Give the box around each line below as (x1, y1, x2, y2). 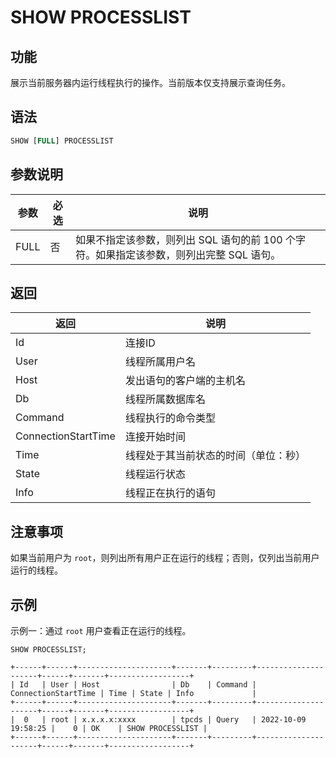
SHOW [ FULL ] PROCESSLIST (10, 136, 114, 146)
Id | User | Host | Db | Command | (19, 679, 257, 690)
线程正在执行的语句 (124, 486, 216, 500)
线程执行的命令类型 (124, 411, 216, 425)
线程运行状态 (124, 467, 186, 481)
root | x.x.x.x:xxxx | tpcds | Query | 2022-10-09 (50, 714, 307, 725)
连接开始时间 (124, 430, 186, 444)
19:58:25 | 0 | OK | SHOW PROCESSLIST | (10, 723, 208, 733)
